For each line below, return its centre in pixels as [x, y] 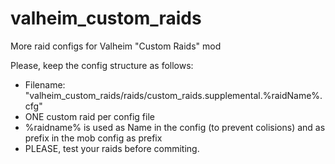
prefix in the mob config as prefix [93, 138]
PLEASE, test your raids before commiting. [112, 148]
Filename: [45, 84]
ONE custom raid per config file [89, 116]
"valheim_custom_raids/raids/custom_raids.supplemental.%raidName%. [173, 95]
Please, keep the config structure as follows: [102, 65]
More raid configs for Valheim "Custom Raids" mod [116, 46]
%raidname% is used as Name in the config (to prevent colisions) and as [175, 127]
